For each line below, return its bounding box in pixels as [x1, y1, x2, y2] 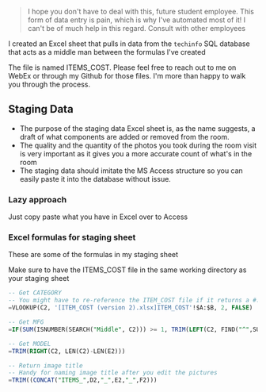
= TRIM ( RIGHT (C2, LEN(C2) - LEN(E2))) [8, 347, 126, 355]
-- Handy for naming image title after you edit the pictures [8, 369, 218, 377]
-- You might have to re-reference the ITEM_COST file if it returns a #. [8, 297, 260, 305]
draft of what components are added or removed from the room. [19, 132, 230, 141]
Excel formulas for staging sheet [8, 232, 136, 243]
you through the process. [8, 79, 91, 89]
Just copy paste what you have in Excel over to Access [8, 212, 188, 221]
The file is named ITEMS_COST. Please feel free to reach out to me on [8, 63, 237, 72]
